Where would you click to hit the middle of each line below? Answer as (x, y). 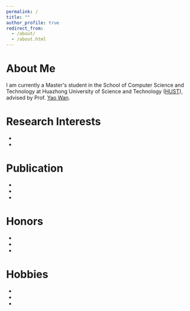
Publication (35, 168)
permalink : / (22, 12)
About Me (31, 69)
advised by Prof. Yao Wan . (38, 97)
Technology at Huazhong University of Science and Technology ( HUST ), (95, 91)
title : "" (18, 17)
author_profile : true (33, 23)
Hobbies (27, 274)
